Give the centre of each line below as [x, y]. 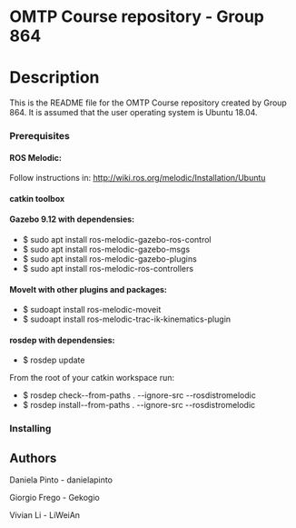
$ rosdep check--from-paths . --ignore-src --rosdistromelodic [139, 395]
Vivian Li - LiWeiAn [44, 515]
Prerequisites [39, 136]
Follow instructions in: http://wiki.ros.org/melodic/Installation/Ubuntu [138, 178]
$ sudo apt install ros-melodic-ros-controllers [108, 269]
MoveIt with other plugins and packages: [89, 289]
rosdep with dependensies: [62, 340]
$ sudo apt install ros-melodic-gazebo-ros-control [117, 240]
